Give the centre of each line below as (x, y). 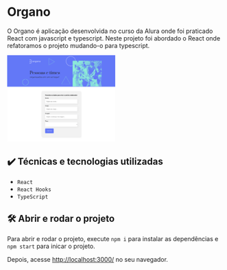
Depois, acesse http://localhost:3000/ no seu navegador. (87, 259)
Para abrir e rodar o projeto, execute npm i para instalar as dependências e (113, 238)
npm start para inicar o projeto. (51, 246)
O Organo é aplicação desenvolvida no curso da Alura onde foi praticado (110, 31)
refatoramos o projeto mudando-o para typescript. (79, 45)
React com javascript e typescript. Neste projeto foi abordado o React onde (114, 38)
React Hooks (34, 190)
